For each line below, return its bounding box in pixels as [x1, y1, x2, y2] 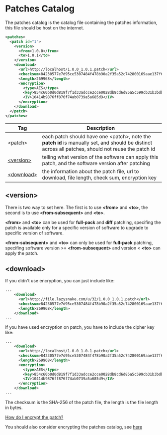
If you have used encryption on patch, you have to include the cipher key [5, 324, 155, 330]
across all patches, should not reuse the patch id [42, 145, 156, 152]
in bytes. [5, 405, 23, 411]
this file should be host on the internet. [5, 24, 84, 30]
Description [86, 124, 115, 131]
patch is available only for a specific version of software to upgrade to [5, 224, 149, 230]
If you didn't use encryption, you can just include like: [5, 278, 115, 284]
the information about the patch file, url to [42, 168, 139, 175]
